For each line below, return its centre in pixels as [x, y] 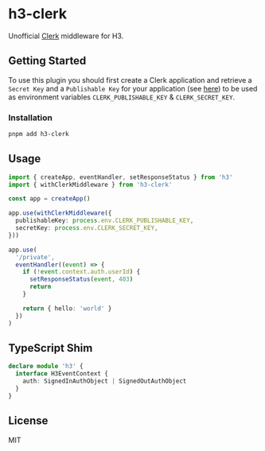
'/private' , [35, 257]
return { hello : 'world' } [67, 308]
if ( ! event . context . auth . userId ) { [82, 272]
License [28, 421]
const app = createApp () [49, 199]
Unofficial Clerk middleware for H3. [66, 36]
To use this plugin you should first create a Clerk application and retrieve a [130, 80]
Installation [31, 118]
